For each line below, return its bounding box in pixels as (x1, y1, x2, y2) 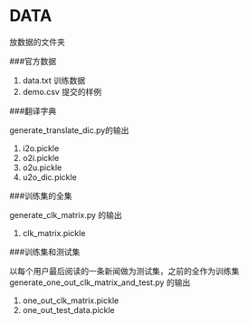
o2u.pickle (22, 162, 62, 173)
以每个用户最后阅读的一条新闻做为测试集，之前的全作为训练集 (9, 265, 240, 276)
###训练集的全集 (9, 190, 72, 201)
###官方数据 (9, 55, 57, 66)
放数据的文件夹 (9, 36, 65, 47)
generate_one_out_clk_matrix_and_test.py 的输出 (9, 277, 191, 288)
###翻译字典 (9, 105, 57, 116)
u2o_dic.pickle (22, 171, 77, 182)
